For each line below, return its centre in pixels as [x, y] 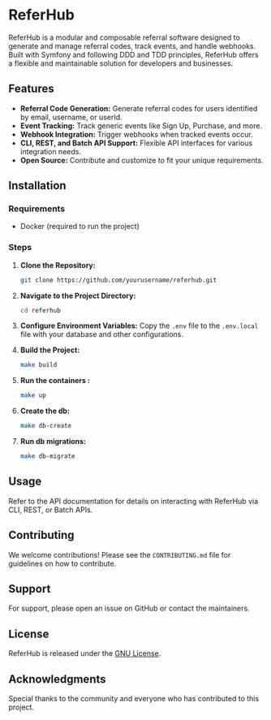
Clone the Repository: [58, 265]
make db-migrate [47, 456]
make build [39, 365]
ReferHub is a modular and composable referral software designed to [125, 37]
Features [31, 89]
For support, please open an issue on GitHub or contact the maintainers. [129, 608]
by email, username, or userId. [71, 117]
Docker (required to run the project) [80, 226]
